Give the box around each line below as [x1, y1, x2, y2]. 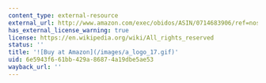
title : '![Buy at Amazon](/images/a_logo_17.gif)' [8, 48, 179, 56]
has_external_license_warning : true [8, 26, 129, 34]
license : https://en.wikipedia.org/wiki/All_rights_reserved [8, 33, 215, 42]
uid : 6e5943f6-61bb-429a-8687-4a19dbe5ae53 [8, 56, 154, 64]
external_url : [8, 19, 55, 27]
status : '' [8, 41, 44, 49]
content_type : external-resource [8, 11, 119, 20]
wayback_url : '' [8, 63, 62, 71]
